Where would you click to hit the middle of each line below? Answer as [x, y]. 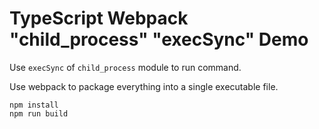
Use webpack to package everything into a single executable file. [144, 86]
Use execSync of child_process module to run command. [125, 67]
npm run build [39, 113]
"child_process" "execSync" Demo [159, 39]
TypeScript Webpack [99, 18]
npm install [34, 105]
